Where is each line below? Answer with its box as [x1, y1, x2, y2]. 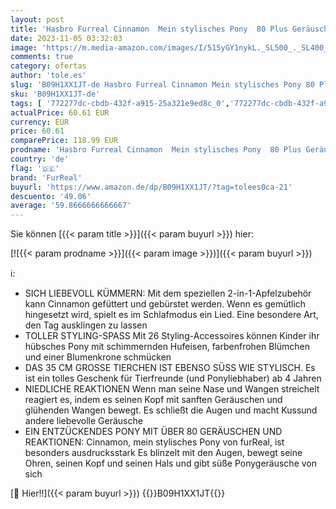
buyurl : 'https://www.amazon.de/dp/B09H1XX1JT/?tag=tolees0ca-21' [10, 182, 293, 192]
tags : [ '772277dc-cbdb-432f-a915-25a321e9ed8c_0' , [10, 98, 230, 108]
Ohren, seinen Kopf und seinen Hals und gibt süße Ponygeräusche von [24, 457, 318, 470]
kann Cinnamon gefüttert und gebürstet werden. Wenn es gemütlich [24, 298, 307, 310]
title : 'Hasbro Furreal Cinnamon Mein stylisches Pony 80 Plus [10, 24, 288, 34]
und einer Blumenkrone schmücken [24, 351, 172, 363]
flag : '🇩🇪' [10, 163, 60, 173]
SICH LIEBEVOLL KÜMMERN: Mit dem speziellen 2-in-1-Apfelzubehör [24, 287, 312, 300]
